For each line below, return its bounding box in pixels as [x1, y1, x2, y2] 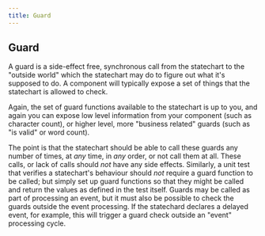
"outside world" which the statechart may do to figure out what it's [8, 70, 225, 80]
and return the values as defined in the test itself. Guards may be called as [8, 185, 251, 195]
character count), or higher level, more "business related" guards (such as [8, 120, 251, 129]
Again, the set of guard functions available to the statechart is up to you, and [8, 102, 258, 112]
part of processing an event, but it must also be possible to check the [8, 193, 235, 203]
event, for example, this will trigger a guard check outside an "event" [8, 211, 232, 220]
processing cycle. [8, 219, 66, 228]
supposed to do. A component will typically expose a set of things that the [8, 78, 251, 88]
